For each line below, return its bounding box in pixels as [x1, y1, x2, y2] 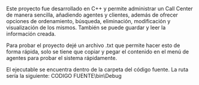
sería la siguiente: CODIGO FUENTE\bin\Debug [6, 73, 122, 79]
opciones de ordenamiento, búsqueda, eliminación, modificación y [6, 18, 171, 24]
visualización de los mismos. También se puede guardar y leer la [6, 24, 166, 31]
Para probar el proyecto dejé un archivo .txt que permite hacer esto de [6, 42, 180, 49]
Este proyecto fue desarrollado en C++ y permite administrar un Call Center [6, 5, 193, 12]
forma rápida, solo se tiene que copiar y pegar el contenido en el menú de [6, 48, 189, 55]
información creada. [6, 30, 56, 37]
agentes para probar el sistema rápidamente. [6, 55, 117, 61]
